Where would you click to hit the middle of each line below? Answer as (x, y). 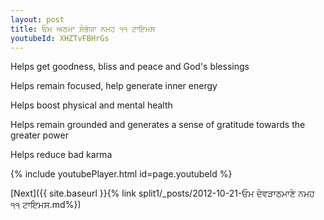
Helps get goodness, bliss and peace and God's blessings (130, 67)
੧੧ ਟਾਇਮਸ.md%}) (46, 205)
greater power (39, 135)
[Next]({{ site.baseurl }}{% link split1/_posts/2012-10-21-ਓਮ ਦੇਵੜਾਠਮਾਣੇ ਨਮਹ (162, 193)
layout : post (37, 19)
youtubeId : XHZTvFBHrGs (60, 38)
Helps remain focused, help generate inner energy (114, 86)
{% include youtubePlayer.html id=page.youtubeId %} (121, 174)
